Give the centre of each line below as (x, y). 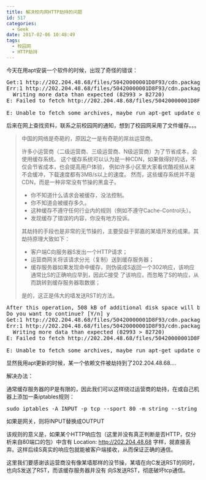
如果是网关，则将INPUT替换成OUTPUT (55, 421)
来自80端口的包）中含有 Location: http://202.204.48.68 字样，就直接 (98, 441)
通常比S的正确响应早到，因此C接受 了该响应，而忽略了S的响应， (112, 275)
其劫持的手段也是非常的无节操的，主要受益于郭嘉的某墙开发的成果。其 (110, 231)
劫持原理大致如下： (46, 238)
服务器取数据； (82, 282)
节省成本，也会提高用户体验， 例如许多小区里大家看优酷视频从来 (113, 167)
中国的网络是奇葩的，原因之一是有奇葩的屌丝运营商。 (89, 138)
